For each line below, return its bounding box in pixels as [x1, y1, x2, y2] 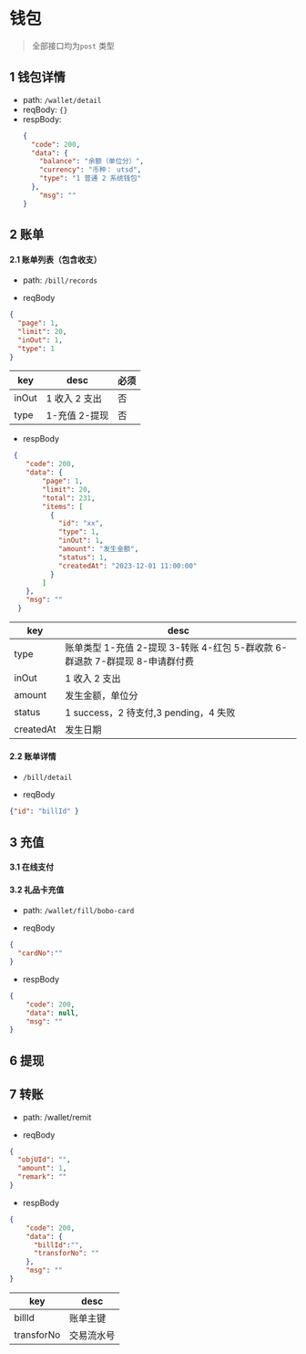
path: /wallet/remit [22, 1111, 92, 1122]
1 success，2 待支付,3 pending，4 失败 [65, 706, 236, 719]
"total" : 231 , [42, 494, 96, 503]
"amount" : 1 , [17, 1164, 67, 1173]
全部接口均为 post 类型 [31, 40, 116, 51]
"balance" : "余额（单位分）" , [39, 157, 144, 166]
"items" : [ [42, 502, 84, 511]
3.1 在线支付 [9, 861, 55, 872]
